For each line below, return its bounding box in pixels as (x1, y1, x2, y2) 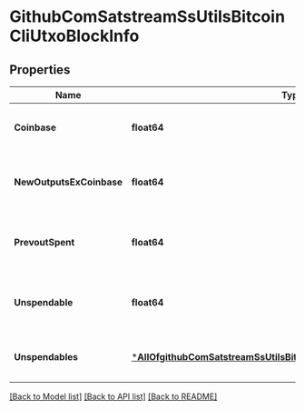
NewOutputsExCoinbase (14, 175, 123, 188)
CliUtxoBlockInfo (9, 25, 140, 46)
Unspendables (14, 351, 79, 363)
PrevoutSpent (14, 236, 75, 248)
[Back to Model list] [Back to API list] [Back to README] (9, 391, 218, 402)
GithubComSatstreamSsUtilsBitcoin (9, 6, 286, 27)
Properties (9, 62, 71, 77)
